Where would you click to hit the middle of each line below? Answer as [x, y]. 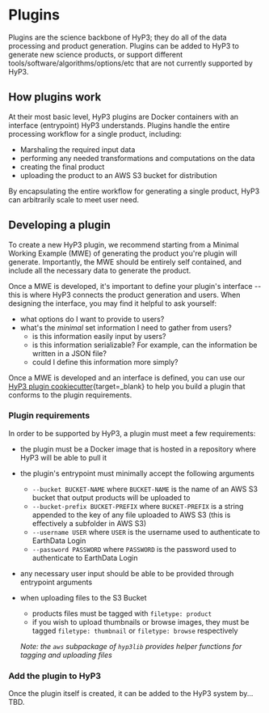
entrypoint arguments [56, 582]
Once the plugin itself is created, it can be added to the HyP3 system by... [131, 694]
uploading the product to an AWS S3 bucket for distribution [119, 175]
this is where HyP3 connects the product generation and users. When [124, 295]
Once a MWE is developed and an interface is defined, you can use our [127, 377]
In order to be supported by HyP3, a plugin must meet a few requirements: [132, 433]
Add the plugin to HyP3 [55, 676]
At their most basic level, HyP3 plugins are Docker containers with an [124, 117]
